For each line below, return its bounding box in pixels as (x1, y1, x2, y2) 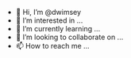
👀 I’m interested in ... (15, 16, 83, 25)
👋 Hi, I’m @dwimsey (15, 8, 82, 16)
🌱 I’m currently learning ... (15, 24, 101, 33)
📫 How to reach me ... (15, 42, 90, 50)
